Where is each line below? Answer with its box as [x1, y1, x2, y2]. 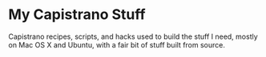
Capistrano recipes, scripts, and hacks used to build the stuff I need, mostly [8, 32, 258, 41]
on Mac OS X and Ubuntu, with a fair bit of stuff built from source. [8, 40, 226, 49]
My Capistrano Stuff [8, 6, 146, 24]
